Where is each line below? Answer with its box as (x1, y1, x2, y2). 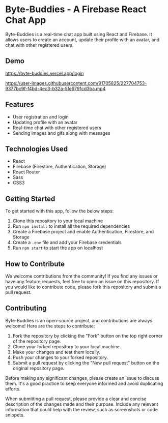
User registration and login (12, 113, 69, 120)
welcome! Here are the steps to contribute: (5, 323, 95, 329)
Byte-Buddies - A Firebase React (5, 4, 147, 15)
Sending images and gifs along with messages (12, 130, 110, 136)
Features (5, 100, 34, 109)
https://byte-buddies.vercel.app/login (5, 70, 84, 76)
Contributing (5, 304, 47, 313)
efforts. (5, 385, 21, 392)
